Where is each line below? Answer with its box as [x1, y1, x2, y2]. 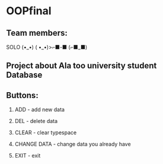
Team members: [6, 28, 68, 38]
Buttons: [6, 90, 39, 100]
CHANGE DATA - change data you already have [14, 141, 132, 148]
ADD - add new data [14, 106, 65, 113]
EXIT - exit [14, 152, 41, 159]
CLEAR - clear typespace [14, 129, 77, 136]
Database [6, 70, 43, 80]
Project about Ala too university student [6, 61, 157, 71]
